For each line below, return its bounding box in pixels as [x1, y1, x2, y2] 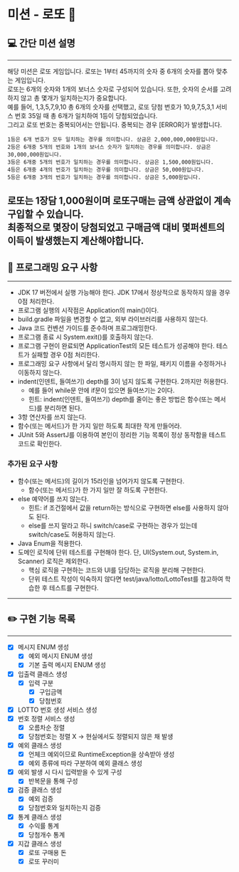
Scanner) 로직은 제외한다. [17, 557, 90, 565]
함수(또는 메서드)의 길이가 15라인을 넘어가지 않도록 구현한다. [17, 476, 185, 485]
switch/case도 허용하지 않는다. [28, 530, 116, 538]
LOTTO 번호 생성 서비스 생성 [17, 705, 97, 714]
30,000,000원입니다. [7, 151, 63, 158]
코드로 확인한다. [17, 439, 62, 448]
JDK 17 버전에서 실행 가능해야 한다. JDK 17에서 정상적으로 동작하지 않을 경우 [17, 288, 231, 297]
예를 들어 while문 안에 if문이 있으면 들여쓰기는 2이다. [28, 386, 175, 395]
